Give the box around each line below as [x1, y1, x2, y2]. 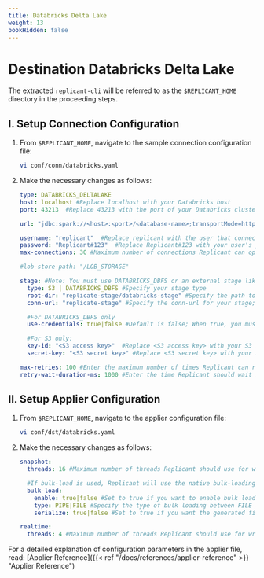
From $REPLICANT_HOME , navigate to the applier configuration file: [19, 414, 226, 423]
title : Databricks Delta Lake [8, 11, 108, 20]
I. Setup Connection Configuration [8, 117, 180, 131]
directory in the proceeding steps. [8, 94, 118, 104]
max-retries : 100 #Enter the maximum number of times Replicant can [19, 363, 249, 371]
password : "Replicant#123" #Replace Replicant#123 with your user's [19, 241, 253, 249]
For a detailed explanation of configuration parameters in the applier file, [8, 544, 243, 554]
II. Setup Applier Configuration [8, 392, 161, 406]
